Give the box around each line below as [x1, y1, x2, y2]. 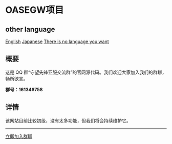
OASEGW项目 [5, 4, 64, 16]
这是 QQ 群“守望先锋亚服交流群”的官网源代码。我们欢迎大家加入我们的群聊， [5, 69, 167, 75]
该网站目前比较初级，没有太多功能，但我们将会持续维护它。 [5, 117, 131, 124]
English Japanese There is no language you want [5, 38, 109, 45]
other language [5, 25, 55, 33]
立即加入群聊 [5, 133, 32, 139]
